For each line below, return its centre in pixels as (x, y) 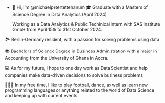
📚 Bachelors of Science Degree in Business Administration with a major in (81, 51)
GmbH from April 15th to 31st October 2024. (57, 29)
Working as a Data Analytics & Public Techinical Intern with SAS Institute (86, 24)
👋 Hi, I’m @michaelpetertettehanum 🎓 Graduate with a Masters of (80, 7)
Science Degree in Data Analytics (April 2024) (59, 15)
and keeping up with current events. (42, 95)
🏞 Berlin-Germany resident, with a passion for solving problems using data (82, 39)
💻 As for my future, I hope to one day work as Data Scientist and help (76, 68)
